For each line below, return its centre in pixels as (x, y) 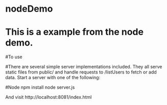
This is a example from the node (75, 32)
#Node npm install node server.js (40, 87)
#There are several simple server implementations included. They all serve (84, 67)
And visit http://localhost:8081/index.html (49, 97)
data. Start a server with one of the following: (53, 78)
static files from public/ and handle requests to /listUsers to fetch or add (81, 72)
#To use (14, 57)
